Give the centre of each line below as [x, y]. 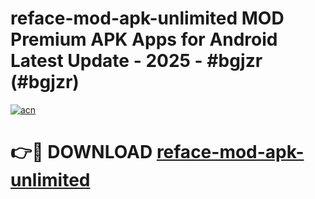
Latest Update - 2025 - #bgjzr [136, 61]
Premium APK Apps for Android [144, 39]
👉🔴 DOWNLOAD [81, 152]
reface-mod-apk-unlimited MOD [147, 18]
